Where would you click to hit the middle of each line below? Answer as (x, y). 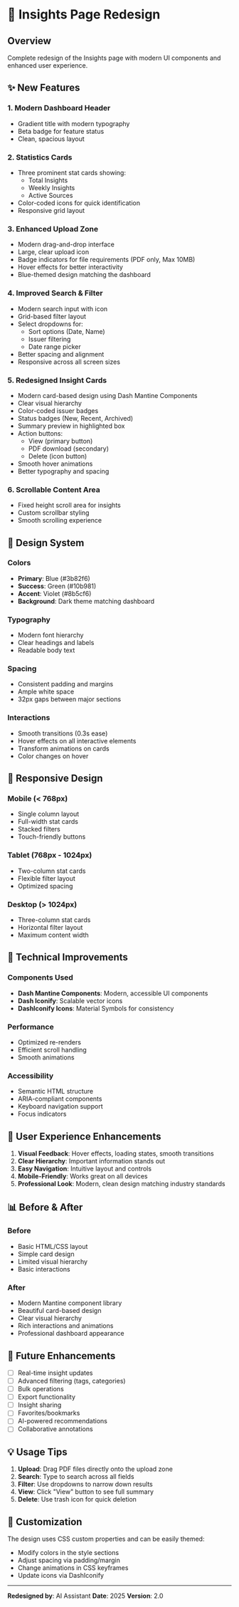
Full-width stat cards (48, 822)
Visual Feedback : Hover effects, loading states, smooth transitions (116, 1153)
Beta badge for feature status (61, 131)
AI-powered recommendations (63, 1421)
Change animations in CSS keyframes (73, 1568)
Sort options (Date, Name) (67, 331)
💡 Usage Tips (37, 1452)
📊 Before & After (45, 1207)
